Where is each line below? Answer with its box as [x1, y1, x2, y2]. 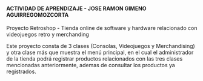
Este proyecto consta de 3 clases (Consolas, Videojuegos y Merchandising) [6, 43, 195, 50]
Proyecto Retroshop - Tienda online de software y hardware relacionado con [6, 25, 198, 32]
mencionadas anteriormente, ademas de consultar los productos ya [6, 62, 176, 69]
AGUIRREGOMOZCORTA [6, 11, 69, 18]
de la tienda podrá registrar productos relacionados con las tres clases [6, 55, 183, 62]
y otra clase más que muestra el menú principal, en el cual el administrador [6, 49, 194, 56]
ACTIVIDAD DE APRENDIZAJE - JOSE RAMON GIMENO [6, 5, 147, 12]
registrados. [6, 68, 36, 75]
